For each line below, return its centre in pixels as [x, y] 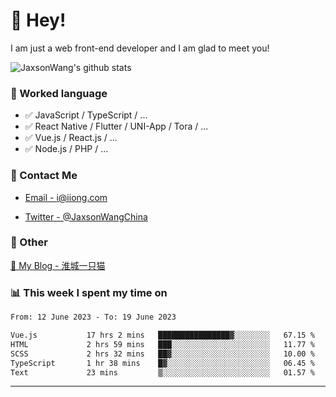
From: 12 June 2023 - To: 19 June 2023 [93, 317]
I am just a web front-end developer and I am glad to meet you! [140, 48]
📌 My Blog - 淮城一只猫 [58, 265]
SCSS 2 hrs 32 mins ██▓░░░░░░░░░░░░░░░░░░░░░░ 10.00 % [162, 354]
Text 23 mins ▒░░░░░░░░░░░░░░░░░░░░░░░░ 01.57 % [162, 372]
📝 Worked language [59, 93]
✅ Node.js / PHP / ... [66, 149]
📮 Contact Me [44, 176]
